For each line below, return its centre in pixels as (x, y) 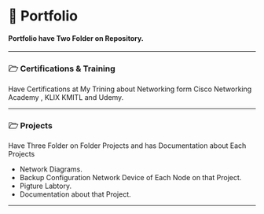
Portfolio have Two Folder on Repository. (76, 38)
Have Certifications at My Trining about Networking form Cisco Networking (130, 89)
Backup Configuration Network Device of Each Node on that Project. (130, 177)
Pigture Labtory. (46, 186)
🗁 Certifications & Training (62, 68)
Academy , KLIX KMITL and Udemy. (66, 97)
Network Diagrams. (51, 169)
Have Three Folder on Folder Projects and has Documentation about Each (127, 146)
